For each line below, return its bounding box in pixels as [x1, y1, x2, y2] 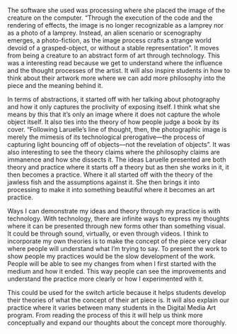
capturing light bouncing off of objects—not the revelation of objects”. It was [7, 140, 231, 148]
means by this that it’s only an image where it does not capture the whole [7, 110, 221, 118]
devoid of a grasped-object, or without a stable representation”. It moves [7, 44, 219, 52]
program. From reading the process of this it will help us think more [7, 311, 203, 319]
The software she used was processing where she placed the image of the [7, 6, 226, 14]
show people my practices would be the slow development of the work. [7, 252, 216, 260]
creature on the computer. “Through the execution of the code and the [7, 13, 213, 22]
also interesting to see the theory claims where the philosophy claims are [7, 148, 221, 156]
